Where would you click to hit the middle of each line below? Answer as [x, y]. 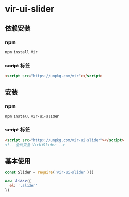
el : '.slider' [23, 186]
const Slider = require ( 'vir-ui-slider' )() [50, 172]
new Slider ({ [18, 181]
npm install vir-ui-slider [32, 116]
